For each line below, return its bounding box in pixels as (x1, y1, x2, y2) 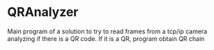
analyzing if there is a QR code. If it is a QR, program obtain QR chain (7, 34, 205, 42)
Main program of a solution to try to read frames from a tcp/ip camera (7, 27, 208, 35)
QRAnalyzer (7, 4, 79, 20)
